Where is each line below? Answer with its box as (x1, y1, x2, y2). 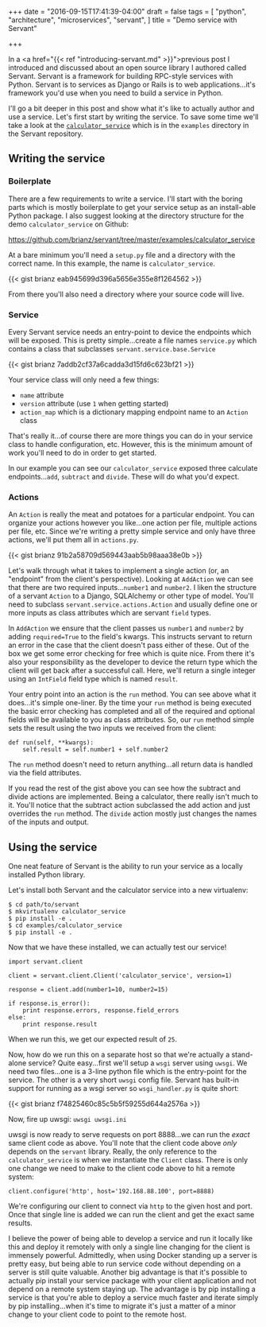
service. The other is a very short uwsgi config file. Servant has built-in (8, 1075, 240, 1084)
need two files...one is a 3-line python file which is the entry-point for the (8, 1067, 248, 1077)
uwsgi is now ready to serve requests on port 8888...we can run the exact (8, 1130, 250, 1139)
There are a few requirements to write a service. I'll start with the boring (8, 194, 244, 204)
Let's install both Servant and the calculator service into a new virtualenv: (8, 886, 249, 895)
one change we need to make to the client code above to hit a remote (8, 1164, 236, 1174)
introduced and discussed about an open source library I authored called (8, 63, 247, 72)
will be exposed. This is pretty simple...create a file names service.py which (8, 336, 257, 345)
